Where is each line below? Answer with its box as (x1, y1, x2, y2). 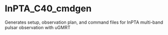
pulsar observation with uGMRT (5, 24, 71, 30)
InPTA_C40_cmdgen (5, 3, 92, 14)
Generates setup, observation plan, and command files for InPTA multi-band (5, 19, 163, 25)
